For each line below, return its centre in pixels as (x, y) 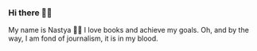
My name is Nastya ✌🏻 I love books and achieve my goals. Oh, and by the (128, 30)
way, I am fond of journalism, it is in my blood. (84, 38)
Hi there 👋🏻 (30, 13)
